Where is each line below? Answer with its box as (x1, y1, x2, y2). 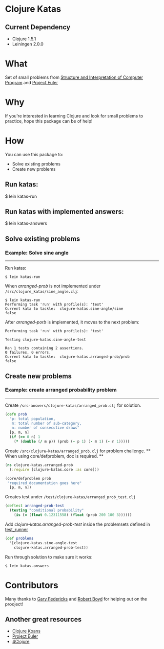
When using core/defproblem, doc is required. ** (5, 453, 104, 459)
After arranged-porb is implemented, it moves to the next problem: (5, 319, 140, 325)
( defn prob (5, 412, 27, 417)
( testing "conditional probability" (9, 508, 84, 513)
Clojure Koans (12, 628, 41, 634)
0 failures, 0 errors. (5, 350, 51, 355)
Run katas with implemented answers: (5, 208, 124, 216)
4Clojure (12, 639, 30, 645)
